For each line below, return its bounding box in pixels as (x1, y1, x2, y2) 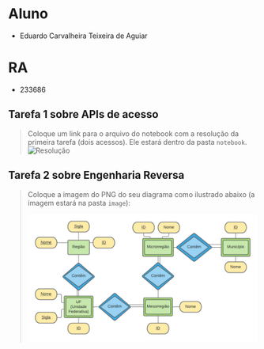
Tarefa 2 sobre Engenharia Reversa (8, 169, 185, 182)
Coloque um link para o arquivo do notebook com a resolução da (27, 128, 239, 138)
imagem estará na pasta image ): (27, 198, 130, 207)
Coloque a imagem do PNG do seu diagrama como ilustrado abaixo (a (27, 189, 255, 199)
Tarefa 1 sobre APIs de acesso (8, 108, 159, 121)
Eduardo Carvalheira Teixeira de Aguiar (19, 31, 148, 40)
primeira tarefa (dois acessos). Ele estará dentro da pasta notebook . (27, 137, 247, 146)
